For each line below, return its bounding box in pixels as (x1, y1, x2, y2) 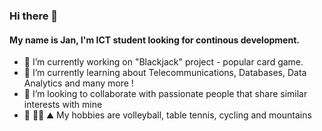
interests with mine (23, 99, 103, 111)
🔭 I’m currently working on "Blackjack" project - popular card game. (23, 56, 304, 68)
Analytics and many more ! (23, 77, 134, 89)
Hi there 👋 (9, 9, 59, 23)
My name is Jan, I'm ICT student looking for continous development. (9, 34, 300, 46)
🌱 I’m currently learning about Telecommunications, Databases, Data (23, 67, 307, 79)
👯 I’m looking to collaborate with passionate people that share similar (23, 88, 308, 100)
